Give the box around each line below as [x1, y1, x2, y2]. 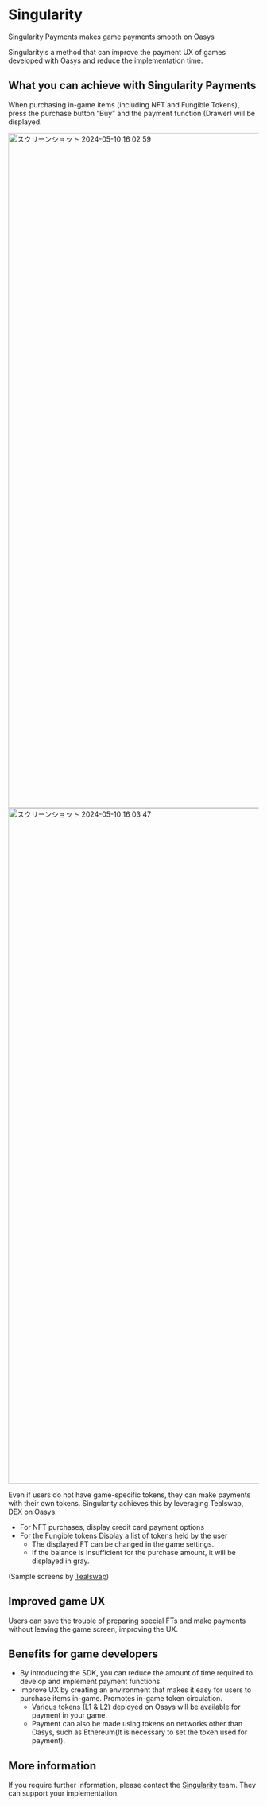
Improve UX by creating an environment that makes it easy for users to [19, 1685, 252, 1695]
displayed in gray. [31, 1556, 90, 1566]
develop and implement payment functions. [19, 1677, 163, 1687]
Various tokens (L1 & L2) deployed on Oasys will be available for [31, 1702, 241, 1712]
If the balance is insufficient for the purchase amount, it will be [31, 1547, 236, 1557]
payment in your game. [31, 1710, 108, 1720]
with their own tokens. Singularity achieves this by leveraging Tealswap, [8, 1498, 244, 1508]
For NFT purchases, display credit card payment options [19, 1522, 205, 1531]
